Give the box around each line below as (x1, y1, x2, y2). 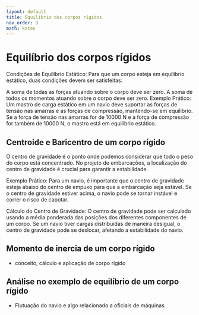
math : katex (6, 25, 36, 31)
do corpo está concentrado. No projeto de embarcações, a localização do (6, 159, 187, 166)
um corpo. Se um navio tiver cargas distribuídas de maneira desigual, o (6, 220, 181, 227)
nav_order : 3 (6, 20, 39, 26)
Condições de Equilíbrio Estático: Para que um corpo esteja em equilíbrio (6, 71, 185, 78)
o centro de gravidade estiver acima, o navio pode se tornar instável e (6, 190, 178, 197)
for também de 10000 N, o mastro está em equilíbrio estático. (6, 120, 156, 127)
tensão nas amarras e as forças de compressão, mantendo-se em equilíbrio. (6, 108, 193, 115)
